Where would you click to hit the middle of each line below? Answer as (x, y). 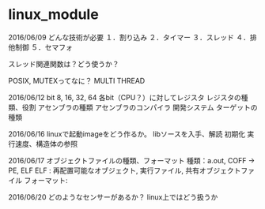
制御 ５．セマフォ (44, 47)
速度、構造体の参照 (46, 144)
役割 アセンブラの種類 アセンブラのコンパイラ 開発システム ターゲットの (140, 107)
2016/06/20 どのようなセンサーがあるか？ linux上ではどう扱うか (113, 197)
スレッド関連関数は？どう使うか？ (64, 64)
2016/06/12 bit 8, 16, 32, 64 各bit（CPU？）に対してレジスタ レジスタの (125, 97)
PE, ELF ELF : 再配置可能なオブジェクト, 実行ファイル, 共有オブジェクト (125, 170)
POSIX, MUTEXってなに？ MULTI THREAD (77, 80)
